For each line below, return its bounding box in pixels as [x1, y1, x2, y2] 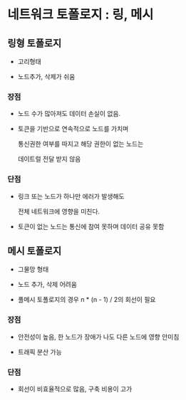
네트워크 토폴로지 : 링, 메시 [7, 6, 154, 23]
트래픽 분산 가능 [17, 347, 62, 356]
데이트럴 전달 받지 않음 [17, 154, 81, 164]
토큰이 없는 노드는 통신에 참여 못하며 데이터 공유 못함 [17, 222, 165, 231]
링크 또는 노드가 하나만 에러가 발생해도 [17, 191, 125, 200]
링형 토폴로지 [7, 37, 62, 49]
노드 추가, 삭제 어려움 [17, 280, 77, 289]
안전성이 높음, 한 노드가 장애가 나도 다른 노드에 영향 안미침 [17, 332, 180, 341]
